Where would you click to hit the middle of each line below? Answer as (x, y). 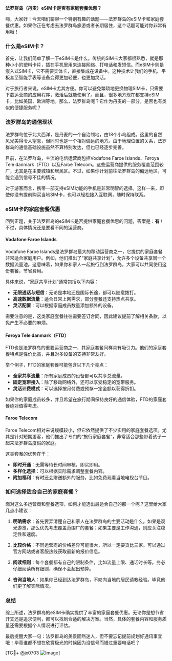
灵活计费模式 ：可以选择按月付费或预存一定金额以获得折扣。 (76, 389)
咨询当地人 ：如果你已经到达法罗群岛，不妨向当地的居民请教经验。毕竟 (87, 579)
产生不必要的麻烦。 (30, 323)
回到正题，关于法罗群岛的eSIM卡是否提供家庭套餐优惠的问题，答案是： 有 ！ (85, 221)
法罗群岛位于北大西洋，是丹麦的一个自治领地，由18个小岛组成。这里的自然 (84, 134)
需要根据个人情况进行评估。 (43, 625)
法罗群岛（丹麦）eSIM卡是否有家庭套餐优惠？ (53, 8)
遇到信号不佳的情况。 (37, 177)
